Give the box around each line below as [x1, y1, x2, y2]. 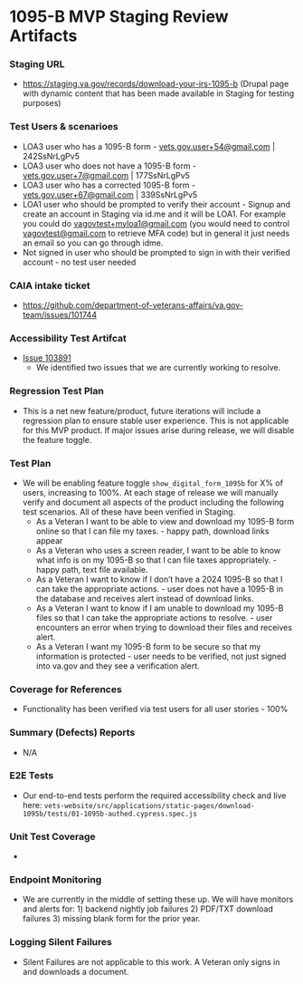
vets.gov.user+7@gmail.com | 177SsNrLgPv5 [22, 169, 190, 180]
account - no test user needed [22, 256, 137, 267]
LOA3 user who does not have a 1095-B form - [22, 160, 197, 171]
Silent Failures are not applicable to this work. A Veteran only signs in [22, 956, 280, 967]
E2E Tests [9, 769, 54, 782]
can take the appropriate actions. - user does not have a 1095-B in [35, 583, 283, 594]
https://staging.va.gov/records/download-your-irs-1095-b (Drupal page [22, 79, 289, 90]
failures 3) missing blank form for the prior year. [22, 913, 201, 924]
